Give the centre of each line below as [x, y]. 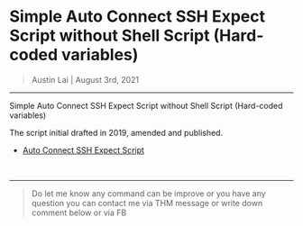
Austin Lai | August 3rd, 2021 [85, 79]
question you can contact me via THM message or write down [147, 203]
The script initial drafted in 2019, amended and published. [116, 132]
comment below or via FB [79, 212]
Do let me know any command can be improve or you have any [148, 193]
